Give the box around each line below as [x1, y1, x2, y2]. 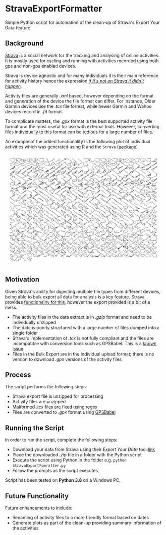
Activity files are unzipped [12, 399, 66, 405]
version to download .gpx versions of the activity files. [12, 356, 123, 362]
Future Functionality [5, 492, 69, 500]
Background [5, 39, 44, 48]
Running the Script [5, 424, 64, 432]
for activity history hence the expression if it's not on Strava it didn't [5, 78, 144, 84]
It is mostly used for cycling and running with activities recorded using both [5, 58, 159, 64]
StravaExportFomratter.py [12, 463, 66, 468]
